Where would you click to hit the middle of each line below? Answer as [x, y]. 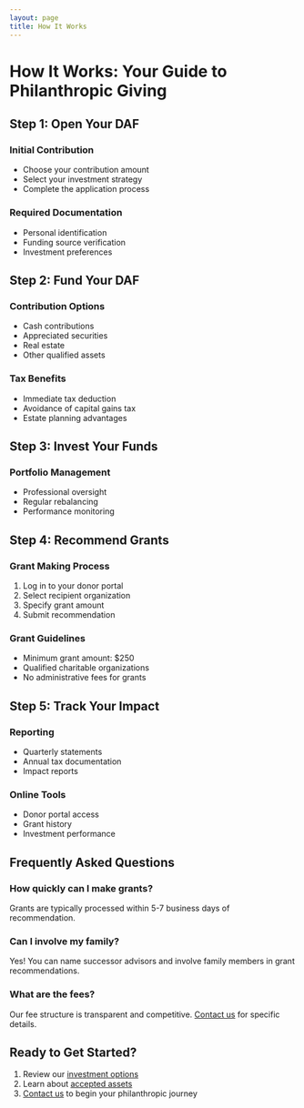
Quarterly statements [62, 752]
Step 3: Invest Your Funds [84, 447]
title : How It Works [49, 26]
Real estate [44, 346]
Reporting [32, 731]
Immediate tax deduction [69, 398]
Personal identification [65, 232]
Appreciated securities [65, 336]
